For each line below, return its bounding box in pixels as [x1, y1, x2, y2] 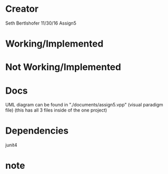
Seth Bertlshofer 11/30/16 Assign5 [5, 20, 77, 26]
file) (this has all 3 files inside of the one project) [5, 107, 108, 113]
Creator [5, 3, 39, 15]
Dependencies [5, 125, 69, 137]
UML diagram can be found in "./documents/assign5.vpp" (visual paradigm [5, 102, 163, 108]
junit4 [5, 142, 17, 148]
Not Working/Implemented [5, 61, 121, 73]
